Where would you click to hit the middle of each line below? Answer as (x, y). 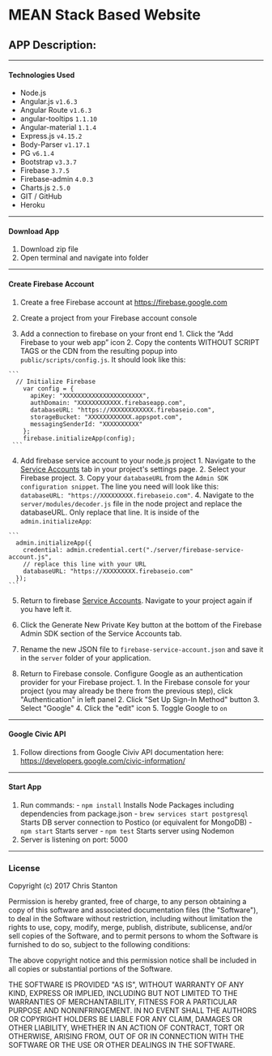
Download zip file (49, 249)
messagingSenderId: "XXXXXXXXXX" (86, 424)
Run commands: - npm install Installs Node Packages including (127, 805)
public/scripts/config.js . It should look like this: (103, 360)
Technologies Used (42, 75)
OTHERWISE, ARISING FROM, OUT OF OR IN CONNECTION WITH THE (126, 1037)
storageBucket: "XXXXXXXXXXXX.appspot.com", (106, 417)
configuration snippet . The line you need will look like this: (119, 486)
